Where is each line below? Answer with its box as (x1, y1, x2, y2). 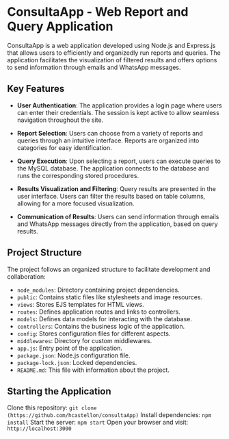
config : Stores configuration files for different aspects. (16, 329, 171, 338)
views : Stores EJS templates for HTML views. (16, 300, 145, 308)
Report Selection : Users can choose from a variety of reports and (16, 129, 203, 137)
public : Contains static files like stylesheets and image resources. (16, 292, 203, 301)
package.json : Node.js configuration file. (16, 351, 131, 360)
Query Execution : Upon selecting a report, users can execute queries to (16, 157, 221, 165)
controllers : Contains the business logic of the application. (16, 322, 185, 330)
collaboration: (7, 272, 46, 281)
